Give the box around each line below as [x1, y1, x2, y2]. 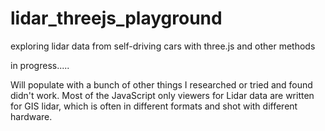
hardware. [10, 110, 53, 122]
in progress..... [10, 59, 70, 71]
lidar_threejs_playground [10, 7, 223, 30]
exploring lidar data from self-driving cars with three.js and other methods [10, 40, 316, 52]
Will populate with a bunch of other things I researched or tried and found [10, 78, 313, 91]
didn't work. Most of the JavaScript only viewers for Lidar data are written [10, 89, 315, 101]
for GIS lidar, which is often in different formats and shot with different [10, 100, 298, 112]
